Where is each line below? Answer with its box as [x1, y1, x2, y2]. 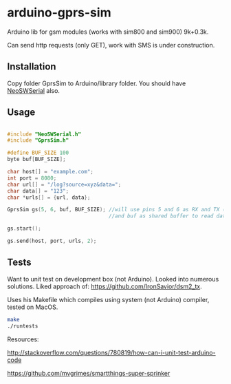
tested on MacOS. [7, 303, 58, 311]
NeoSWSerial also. [7, 86, 60, 94]
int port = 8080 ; [7, 174, 57, 182]
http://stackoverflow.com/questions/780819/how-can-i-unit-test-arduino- [7, 348, 216, 356]
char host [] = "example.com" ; [7, 169, 94, 175]
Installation [7, 61, 56, 73]
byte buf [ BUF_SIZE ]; [7, 156, 67, 163]
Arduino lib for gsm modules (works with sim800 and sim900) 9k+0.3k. [7, 28, 209, 36]
